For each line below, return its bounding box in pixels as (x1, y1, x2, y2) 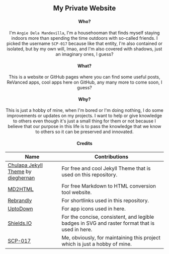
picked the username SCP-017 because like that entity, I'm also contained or (7, 40, 162, 46)
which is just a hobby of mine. (61, 240, 132, 247)
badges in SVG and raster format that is (61, 219, 155, 226)
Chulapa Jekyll (8, 161, 43, 168)
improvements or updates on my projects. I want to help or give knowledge (7, 113, 162, 119)
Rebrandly (8, 197, 32, 204)
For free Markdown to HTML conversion (61, 182, 156, 189)
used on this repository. (61, 171, 118, 178)
